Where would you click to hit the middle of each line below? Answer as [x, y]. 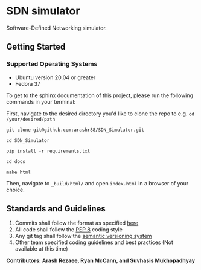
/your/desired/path [31, 119]
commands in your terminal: [41, 101]
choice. [16, 190]
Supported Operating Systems [52, 64]
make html [19, 172]
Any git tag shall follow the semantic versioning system [83, 236]
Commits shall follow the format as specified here [77, 223]
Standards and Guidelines [56, 209]
